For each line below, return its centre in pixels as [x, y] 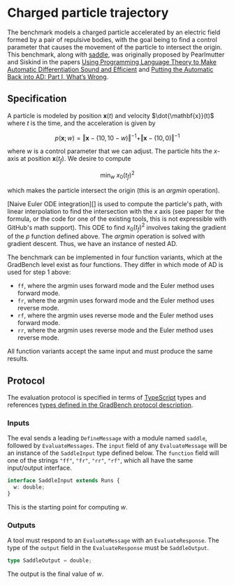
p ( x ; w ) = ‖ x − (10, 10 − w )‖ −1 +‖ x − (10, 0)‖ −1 [117, 137]
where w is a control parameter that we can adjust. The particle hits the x [112, 151]
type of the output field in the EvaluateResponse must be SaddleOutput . [108, 548]
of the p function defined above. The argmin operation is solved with [106, 236]
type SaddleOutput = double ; [50, 561]
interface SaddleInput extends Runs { [64, 481]
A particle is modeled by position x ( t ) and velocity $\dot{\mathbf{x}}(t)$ [111, 115]
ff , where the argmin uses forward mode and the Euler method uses [116, 286]
